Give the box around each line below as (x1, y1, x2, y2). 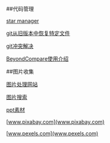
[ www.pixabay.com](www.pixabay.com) (6, 118, 105, 125)
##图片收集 (6, 68, 34, 75)
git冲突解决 (6, 43, 34, 49)
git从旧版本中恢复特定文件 (6, 29, 71, 37)
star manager (6, 17, 39, 24)
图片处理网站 (6, 81, 38, 88)
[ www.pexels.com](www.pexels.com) (6, 130, 99, 137)
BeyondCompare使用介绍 (6, 55, 69, 62)
